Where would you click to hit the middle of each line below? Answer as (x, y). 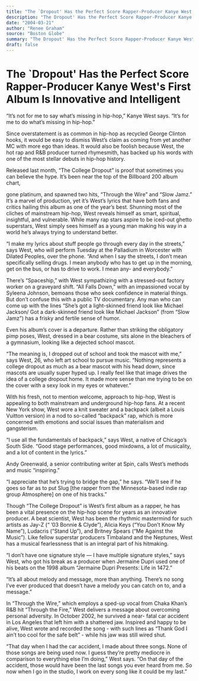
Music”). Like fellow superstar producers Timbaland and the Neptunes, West (99, 537)
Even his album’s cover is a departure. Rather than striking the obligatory (95, 329)
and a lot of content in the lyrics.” (46, 452)
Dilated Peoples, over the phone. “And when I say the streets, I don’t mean (97, 256)
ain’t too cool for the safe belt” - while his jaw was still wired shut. (86, 635)
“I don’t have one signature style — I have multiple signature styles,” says (96, 555)
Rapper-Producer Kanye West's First (99, 87)
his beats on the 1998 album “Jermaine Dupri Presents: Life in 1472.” (89, 568)
